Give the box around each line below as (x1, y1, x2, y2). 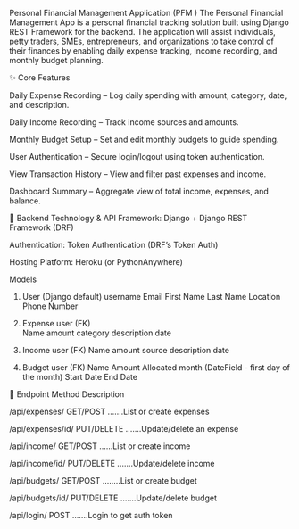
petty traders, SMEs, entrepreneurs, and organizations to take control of (9, 36, 274, 46)
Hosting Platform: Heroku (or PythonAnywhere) (9, 257, 183, 267)
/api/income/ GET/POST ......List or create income (9, 441, 191, 451)
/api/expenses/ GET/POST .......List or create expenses (9, 406, 210, 417)
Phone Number (21, 301, 79, 311)
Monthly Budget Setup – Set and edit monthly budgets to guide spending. (9, 134, 279, 145)
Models (9, 274, 37, 285)
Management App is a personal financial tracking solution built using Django (9, 17, 290, 28)
